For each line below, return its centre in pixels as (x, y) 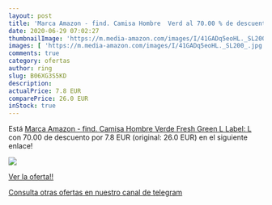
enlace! (21, 146)
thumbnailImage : (36, 38)
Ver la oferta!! (31, 177)
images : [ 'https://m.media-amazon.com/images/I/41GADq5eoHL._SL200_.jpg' (137, 46)
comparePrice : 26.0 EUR (49, 98)
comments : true (34, 53)
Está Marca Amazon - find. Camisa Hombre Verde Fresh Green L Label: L (130, 129)
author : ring (30, 69)
